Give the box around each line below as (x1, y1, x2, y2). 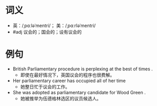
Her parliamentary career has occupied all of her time (12, 77, 126, 84)
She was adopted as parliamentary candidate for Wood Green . (12, 89, 146, 95)
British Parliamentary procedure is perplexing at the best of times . (12, 66, 153, 72)
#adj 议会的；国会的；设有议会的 (12, 29, 82, 35)
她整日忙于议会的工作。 (20, 84, 70, 90)
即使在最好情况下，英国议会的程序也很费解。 (20, 72, 115, 78)
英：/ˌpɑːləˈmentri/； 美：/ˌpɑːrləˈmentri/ (12, 22, 96, 29)
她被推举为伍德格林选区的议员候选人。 (20, 95, 101, 101)
